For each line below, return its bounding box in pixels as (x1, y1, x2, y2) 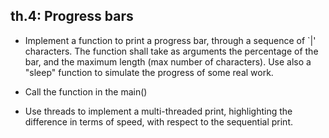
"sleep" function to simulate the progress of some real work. (24, 66, 274, 78)
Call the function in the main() (24, 85, 148, 98)
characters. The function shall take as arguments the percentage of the (24, 45, 319, 57)
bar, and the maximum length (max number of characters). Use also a (24, 55, 312, 68)
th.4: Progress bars (10, 8, 134, 25)
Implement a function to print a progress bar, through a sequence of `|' (24, 34, 317, 46)
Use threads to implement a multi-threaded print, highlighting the (24, 105, 293, 117)
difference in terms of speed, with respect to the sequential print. (24, 115, 293, 128)
